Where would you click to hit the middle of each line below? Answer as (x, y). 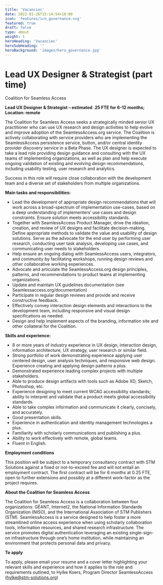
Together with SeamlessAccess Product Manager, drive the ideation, (81, 223)
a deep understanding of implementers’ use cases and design (74, 213)
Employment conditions (30, 453)
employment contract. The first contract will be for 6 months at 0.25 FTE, (78, 473)
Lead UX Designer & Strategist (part (79, 74)
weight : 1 (15, 37)
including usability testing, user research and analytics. (60, 169)
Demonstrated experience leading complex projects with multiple (77, 371)
